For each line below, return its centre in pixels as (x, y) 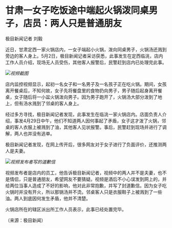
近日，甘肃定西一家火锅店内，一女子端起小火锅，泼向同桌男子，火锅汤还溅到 (86, 49)
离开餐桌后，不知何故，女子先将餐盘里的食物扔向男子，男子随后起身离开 (81, 90)
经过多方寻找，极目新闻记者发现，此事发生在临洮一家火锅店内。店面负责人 (84, 114)
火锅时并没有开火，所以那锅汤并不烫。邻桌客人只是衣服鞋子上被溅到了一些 (84, 192)
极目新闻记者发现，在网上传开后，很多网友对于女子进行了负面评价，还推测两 (86, 144)
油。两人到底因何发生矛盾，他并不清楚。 (48, 198)
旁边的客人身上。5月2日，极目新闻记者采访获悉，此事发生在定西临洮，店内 (84, 56)
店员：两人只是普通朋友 (73, 23)
